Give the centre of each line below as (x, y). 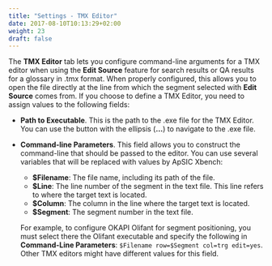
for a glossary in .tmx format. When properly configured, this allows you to (132, 79)
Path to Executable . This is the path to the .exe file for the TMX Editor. (137, 120)
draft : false (30, 39)
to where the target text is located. (89, 195)
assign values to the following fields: (69, 105)
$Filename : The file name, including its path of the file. (124, 178)
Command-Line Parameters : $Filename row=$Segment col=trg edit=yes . (141, 245)
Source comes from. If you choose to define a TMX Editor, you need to (127, 96)
